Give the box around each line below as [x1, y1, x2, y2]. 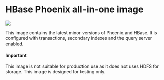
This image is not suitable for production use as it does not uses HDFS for [5, 63, 159, 69]
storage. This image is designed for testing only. [5, 69, 106, 75]
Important [5, 52, 27, 58]
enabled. [5, 41, 24, 47]
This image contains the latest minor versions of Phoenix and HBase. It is [5, 29, 157, 36]
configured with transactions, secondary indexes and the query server [5, 35, 152, 41]
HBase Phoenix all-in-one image [5, 4, 144, 15]
